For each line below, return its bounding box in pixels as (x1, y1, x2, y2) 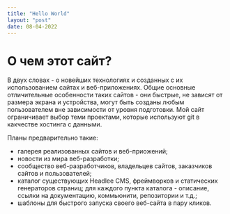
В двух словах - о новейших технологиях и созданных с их (7, 76, 183, 84)
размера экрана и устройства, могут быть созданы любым (7, 98, 185, 106)
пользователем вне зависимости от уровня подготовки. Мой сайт (7, 106, 205, 114)
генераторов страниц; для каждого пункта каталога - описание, (17, 184, 209, 192)
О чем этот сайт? (7, 53, 112, 69)
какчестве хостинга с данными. (7, 120, 102, 129)
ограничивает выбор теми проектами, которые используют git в (7, 113, 200, 122)
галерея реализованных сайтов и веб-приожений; (17, 147, 169, 156)
